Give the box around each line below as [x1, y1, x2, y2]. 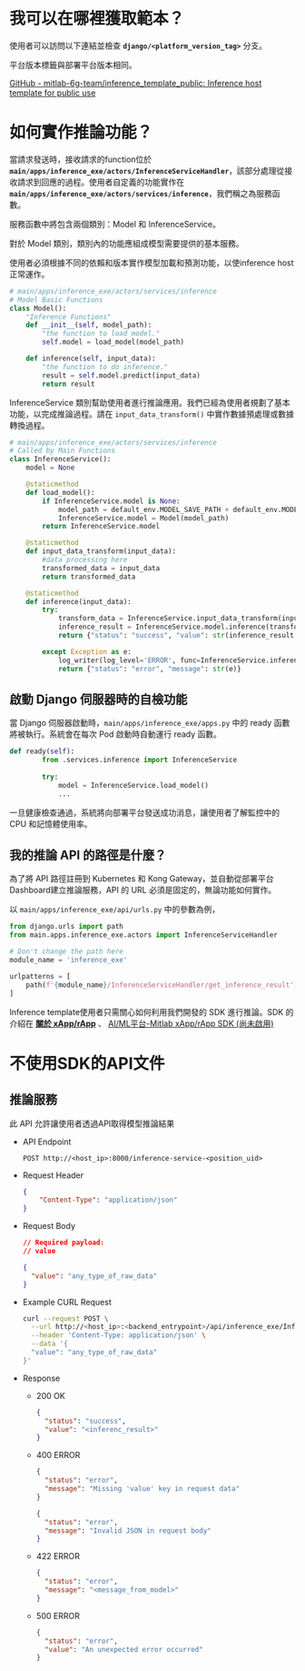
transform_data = [57, 614, 124, 623]
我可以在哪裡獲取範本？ [9, 8, 185, 29]
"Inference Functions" [25, 312, 112, 321]
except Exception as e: [42, 647, 132, 656]
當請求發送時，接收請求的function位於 [9, 154, 152, 165]
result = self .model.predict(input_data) [42, 370, 202, 380]
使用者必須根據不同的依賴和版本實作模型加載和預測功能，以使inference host [9, 257, 294, 268]
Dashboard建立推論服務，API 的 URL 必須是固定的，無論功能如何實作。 [9, 884, 277, 896]
